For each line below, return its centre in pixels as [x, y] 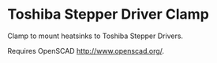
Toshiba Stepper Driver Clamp [108, 14]
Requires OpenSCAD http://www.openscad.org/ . [86, 51]
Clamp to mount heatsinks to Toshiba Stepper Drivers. [95, 36]
